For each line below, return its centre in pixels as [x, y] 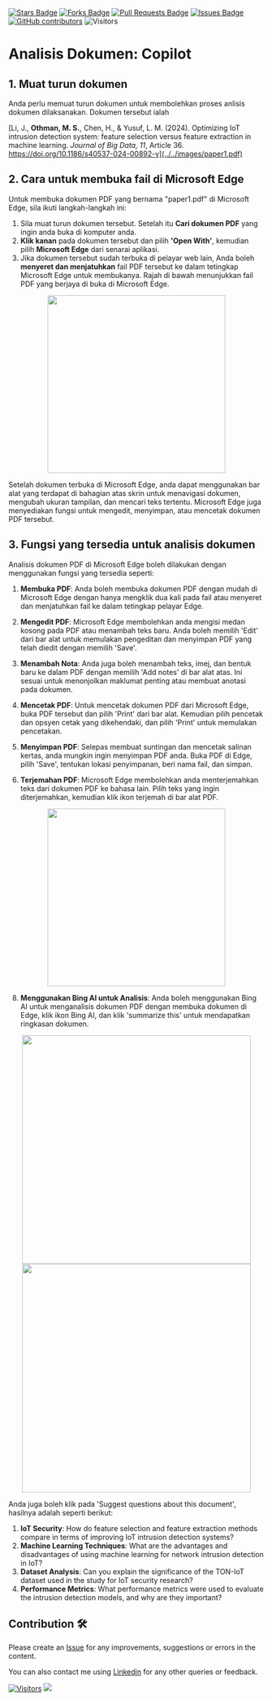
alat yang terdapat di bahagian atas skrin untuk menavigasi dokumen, [125, 493]
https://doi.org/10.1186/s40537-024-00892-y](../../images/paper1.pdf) [126, 154]
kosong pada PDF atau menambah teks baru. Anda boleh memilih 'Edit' [139, 630]
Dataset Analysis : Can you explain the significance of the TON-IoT [132, 1571]
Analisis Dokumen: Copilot [100, 54]
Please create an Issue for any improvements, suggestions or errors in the [132, 1647]
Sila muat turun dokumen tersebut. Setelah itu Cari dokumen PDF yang [139, 223]
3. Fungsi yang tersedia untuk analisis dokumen [132, 545]
